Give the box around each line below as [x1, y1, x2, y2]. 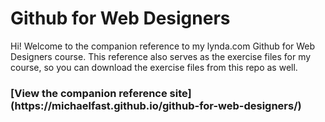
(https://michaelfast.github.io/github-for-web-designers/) [10, 98, 302, 112]
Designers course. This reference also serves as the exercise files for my [10, 50, 312, 62]
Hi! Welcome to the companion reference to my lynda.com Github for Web [10, 40, 316, 52]
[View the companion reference [10, 86, 168, 100]
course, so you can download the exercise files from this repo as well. [10, 61, 298, 73]
